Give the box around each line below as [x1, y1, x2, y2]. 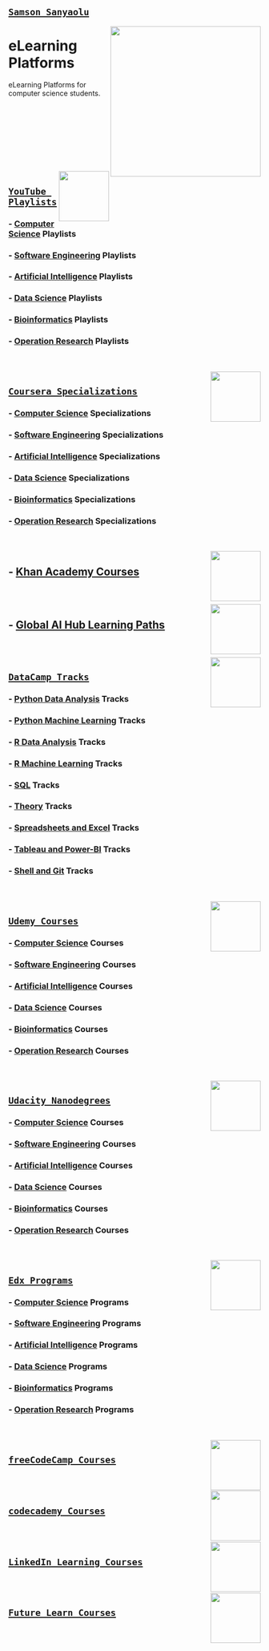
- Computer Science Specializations [8, 407, 152, 419]
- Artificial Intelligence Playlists [8, 271, 134, 282]
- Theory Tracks [8, 801, 73, 812]
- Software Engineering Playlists [8, 249, 137, 261]
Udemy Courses [8, 916, 78, 927]
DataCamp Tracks [8, 671, 90, 682]
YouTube [8, 185, 46, 197]
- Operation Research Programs [8, 1404, 134, 1415]
